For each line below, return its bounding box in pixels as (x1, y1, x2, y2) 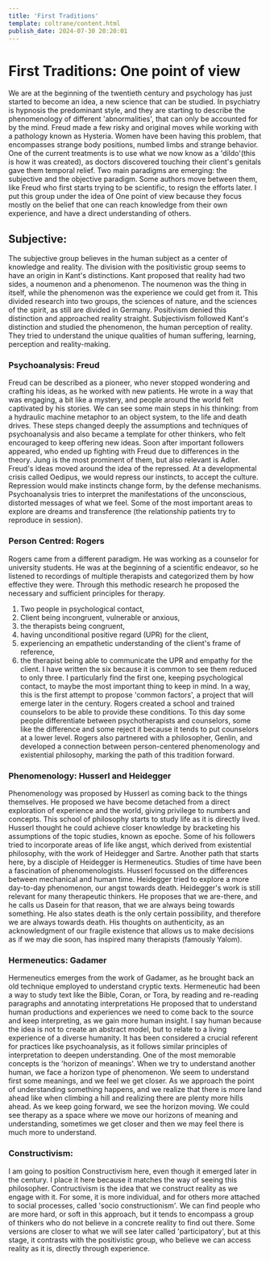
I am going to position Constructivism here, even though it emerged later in (8, 1166, 257, 1176)
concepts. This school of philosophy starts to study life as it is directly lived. (8, 814, 260, 824)
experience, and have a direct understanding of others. (8, 209, 192, 218)
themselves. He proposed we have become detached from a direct (8, 797, 231, 807)
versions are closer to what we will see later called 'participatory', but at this (8, 1226, 261, 1236)
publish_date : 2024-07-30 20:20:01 (8, 27, 128, 35)
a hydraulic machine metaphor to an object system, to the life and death (8, 412, 247, 422)
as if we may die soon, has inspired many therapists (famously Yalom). (8, 934, 243, 944)
